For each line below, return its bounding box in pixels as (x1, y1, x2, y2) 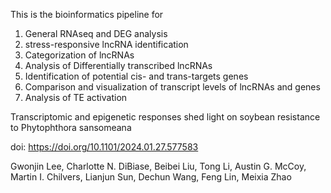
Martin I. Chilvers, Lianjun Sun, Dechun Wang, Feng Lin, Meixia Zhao (10, 171, 292, 183)
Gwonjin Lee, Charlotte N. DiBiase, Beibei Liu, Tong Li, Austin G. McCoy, (10, 160, 307, 172)
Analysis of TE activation (24, 92, 128, 103)
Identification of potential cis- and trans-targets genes (24, 70, 249, 82)
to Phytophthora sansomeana (10, 122, 132, 133)
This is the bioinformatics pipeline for (10, 9, 164, 20)
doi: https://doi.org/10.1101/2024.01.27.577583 (10, 141, 199, 153)
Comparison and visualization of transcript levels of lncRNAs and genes (24, 81, 321, 93)
